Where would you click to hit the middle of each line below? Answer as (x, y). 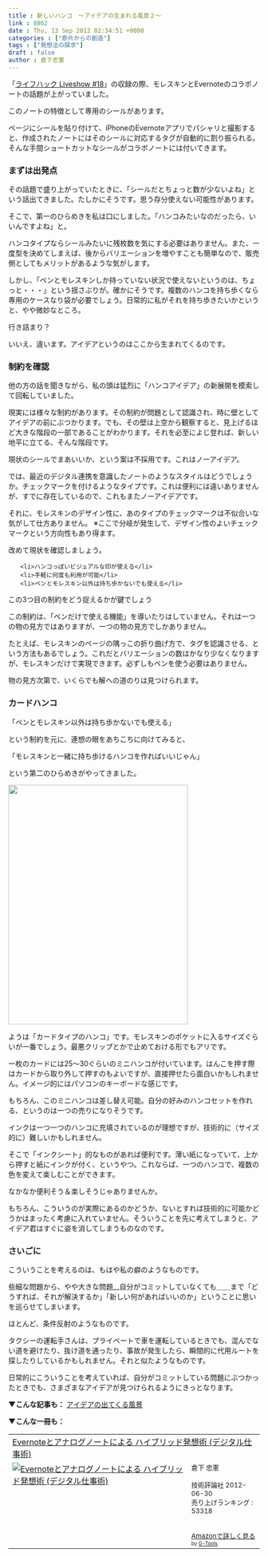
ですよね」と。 (47, 226)
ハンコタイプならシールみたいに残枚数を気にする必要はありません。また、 (130, 244)
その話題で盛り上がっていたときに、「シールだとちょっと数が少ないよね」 (128, 189)
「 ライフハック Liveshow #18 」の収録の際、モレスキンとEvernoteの (120, 84)
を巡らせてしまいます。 (47, 1307)
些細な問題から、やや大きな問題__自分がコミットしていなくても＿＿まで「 (130, 1287)
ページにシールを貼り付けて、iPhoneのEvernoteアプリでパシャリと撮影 (125, 128)
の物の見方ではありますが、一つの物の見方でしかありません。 (110, 627)
